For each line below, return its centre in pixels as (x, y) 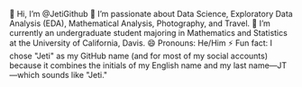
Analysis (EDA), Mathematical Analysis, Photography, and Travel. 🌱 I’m (140, 23)
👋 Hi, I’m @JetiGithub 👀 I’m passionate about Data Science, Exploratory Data (151, 14)
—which (25, 75)
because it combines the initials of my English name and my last (128, 65)
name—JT (268, 65)
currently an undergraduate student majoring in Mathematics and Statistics (149, 33)
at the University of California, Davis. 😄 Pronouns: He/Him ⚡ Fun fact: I (141, 43)
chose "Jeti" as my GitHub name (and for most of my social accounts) (139, 56)
